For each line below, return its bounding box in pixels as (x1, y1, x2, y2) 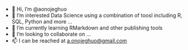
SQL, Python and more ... (11, 18, 73, 25)
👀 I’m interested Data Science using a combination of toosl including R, (11, 12, 183, 19)
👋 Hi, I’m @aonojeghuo (11, 6, 67, 12)
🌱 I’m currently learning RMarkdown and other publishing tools (11, 24, 163, 31)
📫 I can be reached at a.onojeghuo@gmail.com (11, 37, 127, 44)
